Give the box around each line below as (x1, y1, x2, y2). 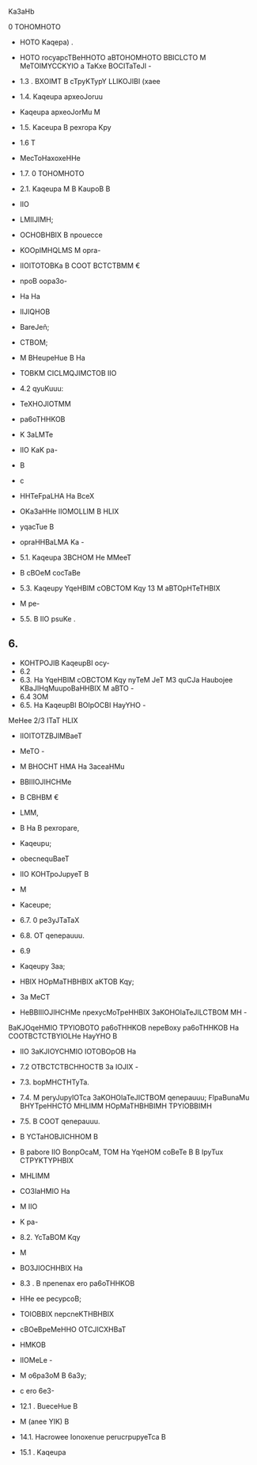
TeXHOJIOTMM (19, 400, 71, 408)
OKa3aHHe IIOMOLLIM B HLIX (19, 507, 119, 516)
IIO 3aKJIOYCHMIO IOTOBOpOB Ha (19, 1046, 137, 1056)
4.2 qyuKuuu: (19, 384, 64, 393)
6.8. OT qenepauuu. (19, 931, 85, 940)
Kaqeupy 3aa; (19, 961, 66, 970)
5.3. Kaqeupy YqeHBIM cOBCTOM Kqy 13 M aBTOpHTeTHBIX (19, 583, 221, 593)
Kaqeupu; (19, 838, 52, 847)
